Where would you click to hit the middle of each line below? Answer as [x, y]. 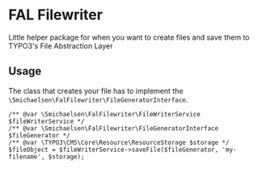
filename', [27, 156]
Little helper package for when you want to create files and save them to [129, 37]
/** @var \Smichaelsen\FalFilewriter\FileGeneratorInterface [114, 128]
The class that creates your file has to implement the [96, 91]
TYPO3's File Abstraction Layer [61, 45]
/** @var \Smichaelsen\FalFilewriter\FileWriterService [104, 114]
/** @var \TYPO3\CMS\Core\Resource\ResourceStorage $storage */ [119, 142]
